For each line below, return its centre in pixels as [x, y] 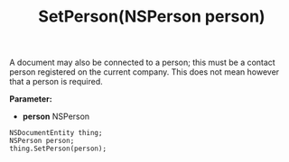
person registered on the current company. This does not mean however [144, 72]
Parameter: [31, 99]
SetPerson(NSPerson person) [152, 17]
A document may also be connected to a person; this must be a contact [142, 63]
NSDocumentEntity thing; [56, 133]
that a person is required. [56, 82]
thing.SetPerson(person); [58, 149]
